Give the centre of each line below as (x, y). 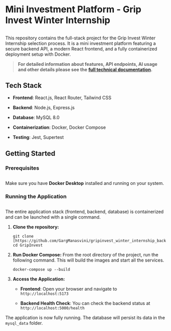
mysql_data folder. (24, 323)
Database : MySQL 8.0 (36, 117)
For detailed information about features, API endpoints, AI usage (88, 64)
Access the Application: (39, 279)
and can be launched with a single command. (53, 217)
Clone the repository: (36, 227)
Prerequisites (22, 168)
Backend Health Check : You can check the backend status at (85, 303)
